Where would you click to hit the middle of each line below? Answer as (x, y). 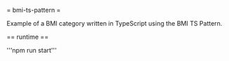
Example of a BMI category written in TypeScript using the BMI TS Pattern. (115, 23)
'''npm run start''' (32, 50)
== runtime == (28, 37)
